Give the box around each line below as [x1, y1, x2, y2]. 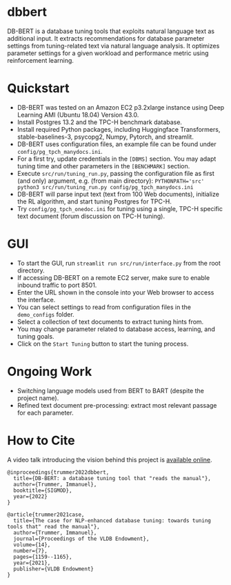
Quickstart [7, 81, 70, 97]
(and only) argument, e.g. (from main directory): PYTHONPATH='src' [17, 177, 205, 185]
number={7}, [13, 547, 48, 554]
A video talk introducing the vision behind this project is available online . [7, 455, 212, 464]
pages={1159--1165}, [13, 553, 72, 560]
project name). [17, 394, 59, 402]
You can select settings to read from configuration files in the [17, 303, 192, 311]
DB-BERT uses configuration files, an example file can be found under [17, 139, 217, 148]
